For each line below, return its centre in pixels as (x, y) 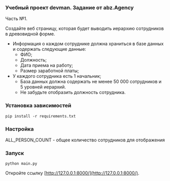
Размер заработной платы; (49, 71)
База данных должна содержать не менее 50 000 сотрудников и (91, 82)
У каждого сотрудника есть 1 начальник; (57, 76)
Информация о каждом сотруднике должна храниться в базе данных (88, 44)
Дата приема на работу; (47, 66)
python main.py (21, 164)
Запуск (15, 153)
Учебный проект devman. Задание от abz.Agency (70, 8)
